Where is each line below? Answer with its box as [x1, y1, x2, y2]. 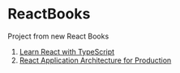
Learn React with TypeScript [19, 47, 115, 56]
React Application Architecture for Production [19, 55, 172, 65]
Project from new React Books [7, 31, 109, 41]
